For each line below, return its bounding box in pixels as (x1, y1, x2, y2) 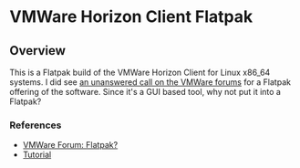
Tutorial (22, 149, 52, 161)
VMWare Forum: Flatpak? (22, 140, 119, 151)
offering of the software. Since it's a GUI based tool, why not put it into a (9, 87, 281, 97)
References (9, 119, 62, 131)
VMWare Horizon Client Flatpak (9, 6, 253, 27)
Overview (9, 43, 67, 58)
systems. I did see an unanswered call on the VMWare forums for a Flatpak (9, 77, 292, 88)
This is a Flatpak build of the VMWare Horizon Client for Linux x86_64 (9, 67, 271, 78)
